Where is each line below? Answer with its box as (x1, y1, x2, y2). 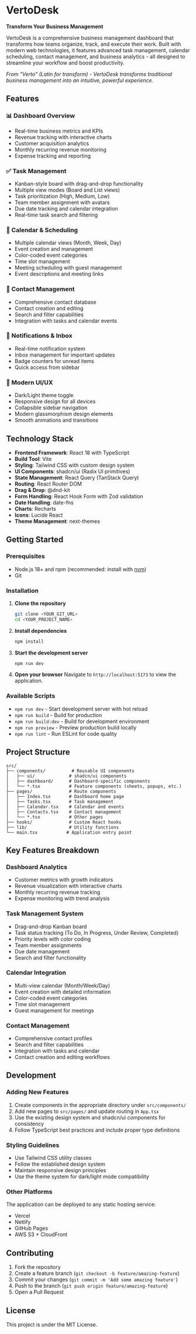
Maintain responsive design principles (14, 1167, 106, 1174)
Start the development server (14, 649, 88, 656)
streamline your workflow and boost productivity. (6, 59, 125, 66)
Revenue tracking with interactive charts (14, 133, 112, 141)
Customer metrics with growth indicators (14, 876, 114, 883)
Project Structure (6, 747, 70, 757)
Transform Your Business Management (6, 23, 104, 30)
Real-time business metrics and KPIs (14, 127, 104, 134)
